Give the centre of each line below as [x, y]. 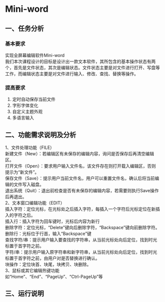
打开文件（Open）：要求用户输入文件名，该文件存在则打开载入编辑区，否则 [81, 166]
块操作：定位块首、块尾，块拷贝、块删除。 [48, 264]
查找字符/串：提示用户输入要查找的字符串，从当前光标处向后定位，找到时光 [81, 240]
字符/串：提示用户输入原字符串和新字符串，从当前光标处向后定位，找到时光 [81, 252]
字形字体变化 [25, 106]
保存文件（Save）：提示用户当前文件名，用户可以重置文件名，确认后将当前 [80, 178]
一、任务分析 [25, 28]
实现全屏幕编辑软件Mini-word [35, 55]
